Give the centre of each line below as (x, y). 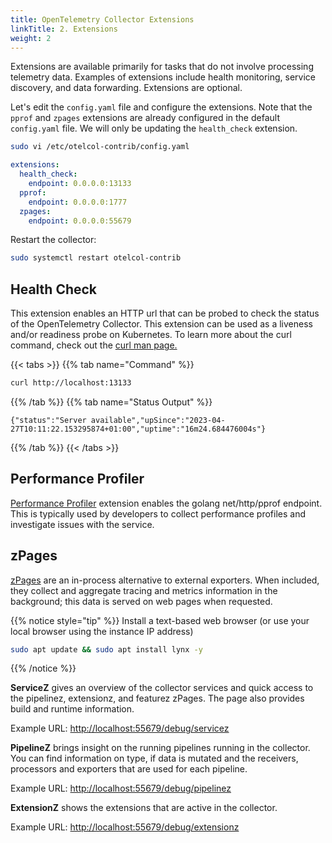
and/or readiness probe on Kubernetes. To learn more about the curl (151, 335)
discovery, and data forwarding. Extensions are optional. (126, 88)
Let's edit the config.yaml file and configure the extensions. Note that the (161, 107)
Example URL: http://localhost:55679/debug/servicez (120, 728)
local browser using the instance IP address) (102, 631)
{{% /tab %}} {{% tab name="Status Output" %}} (111, 402)
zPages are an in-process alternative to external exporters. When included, (165, 580)
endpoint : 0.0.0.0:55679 (80, 221)
